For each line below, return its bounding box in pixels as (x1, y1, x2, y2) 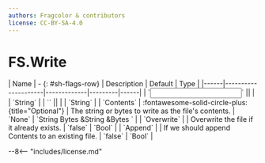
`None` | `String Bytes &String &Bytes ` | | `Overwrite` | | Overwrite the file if (8, 115, 253, 124)
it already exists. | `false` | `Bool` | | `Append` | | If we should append (8, 123, 231, 133)
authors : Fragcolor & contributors (8, 11, 126, 20)
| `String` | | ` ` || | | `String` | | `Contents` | (8, 98, 141, 108)
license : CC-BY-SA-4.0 (8, 19, 83, 27)
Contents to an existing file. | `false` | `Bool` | (8, 131, 153, 141)
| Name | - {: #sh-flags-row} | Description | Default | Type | (8, 79, 200, 89)
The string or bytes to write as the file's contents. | (70, 106, 236, 116)
